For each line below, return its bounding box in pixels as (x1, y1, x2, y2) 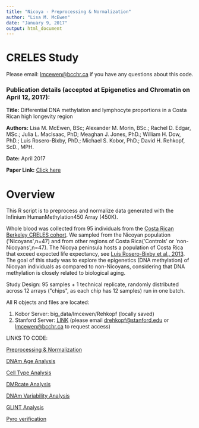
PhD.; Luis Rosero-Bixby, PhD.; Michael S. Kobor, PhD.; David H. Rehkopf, (6, 137, 185, 144)
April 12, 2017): (6, 93, 50, 101)
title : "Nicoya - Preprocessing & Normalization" (6, 8, 132, 15)
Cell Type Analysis (6, 369, 52, 376)
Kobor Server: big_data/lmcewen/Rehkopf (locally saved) (14, 311, 154, 318)
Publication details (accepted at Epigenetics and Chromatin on (6, 86, 190, 94)
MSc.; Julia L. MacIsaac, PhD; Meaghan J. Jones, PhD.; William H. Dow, (6, 131, 181, 138)
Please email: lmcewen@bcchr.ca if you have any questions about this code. (6, 71, 194, 78)
